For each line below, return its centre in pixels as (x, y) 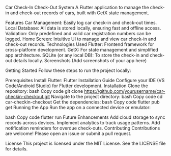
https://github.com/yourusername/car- (124, 91)
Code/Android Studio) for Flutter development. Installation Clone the (77, 86)
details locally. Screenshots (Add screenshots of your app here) (80, 60)
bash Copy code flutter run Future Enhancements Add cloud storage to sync (85, 117)
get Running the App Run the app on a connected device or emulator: (78, 107)
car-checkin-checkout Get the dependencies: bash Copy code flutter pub (82, 102)
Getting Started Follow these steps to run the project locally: (68, 70)
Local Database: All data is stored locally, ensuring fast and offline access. (83, 28)
